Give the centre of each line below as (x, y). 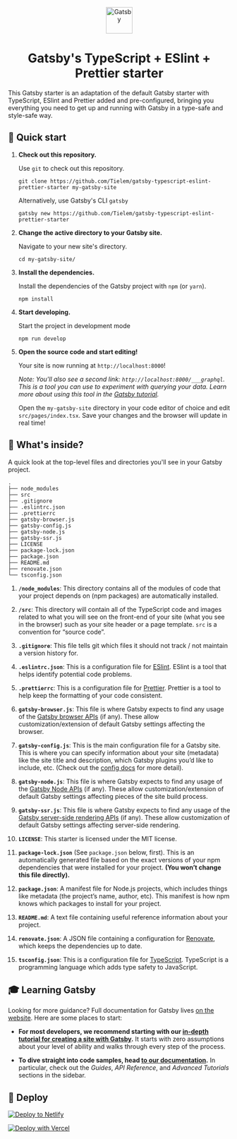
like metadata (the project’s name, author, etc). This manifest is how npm (124, 896)
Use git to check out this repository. (71, 168)
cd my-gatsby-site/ (47, 259)
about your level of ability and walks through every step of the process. (122, 1047)
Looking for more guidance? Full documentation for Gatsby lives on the (111, 1011)
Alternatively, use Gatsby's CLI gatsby (73, 200)
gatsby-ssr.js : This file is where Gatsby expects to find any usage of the (124, 810)
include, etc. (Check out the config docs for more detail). (101, 767)
